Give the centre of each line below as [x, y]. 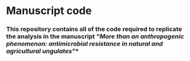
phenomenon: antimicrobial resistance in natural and [85, 44]
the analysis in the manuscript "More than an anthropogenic [95, 36]
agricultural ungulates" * [42, 51]
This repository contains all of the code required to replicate [94, 29]
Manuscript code [49, 11]
